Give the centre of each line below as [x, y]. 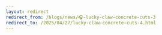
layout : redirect [27, 12]
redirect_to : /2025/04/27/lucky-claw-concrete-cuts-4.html [81, 23]
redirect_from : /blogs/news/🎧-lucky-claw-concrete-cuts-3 [81, 17]
